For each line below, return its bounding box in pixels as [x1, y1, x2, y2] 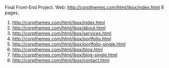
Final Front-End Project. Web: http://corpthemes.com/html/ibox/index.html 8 [5, 5, 164, 10]
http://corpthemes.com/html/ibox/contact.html [12, 57, 110, 63]
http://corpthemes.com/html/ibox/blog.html [12, 47, 103, 52]
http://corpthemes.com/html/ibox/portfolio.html [12, 36, 111, 42]
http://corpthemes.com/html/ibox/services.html [12, 30, 112, 36]
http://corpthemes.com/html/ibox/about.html [12, 25, 106, 31]
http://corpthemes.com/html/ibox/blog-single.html [12, 52, 118, 58]
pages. [5, 10, 19, 16]
